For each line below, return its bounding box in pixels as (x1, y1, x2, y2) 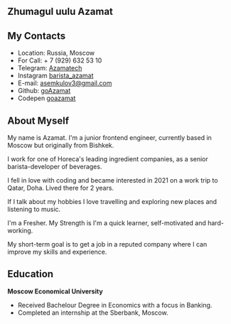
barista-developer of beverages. (7, 163, 102, 171)
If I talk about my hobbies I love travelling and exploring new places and (7, 198, 217, 206)
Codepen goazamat (17, 94, 76, 102)
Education (7, 268, 54, 280)
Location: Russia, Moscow (17, 49, 95, 58)
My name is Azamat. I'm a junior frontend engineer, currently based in (7, 134, 212, 142)
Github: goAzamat (17, 87, 71, 95)
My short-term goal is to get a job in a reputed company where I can (7, 240, 208, 249)
